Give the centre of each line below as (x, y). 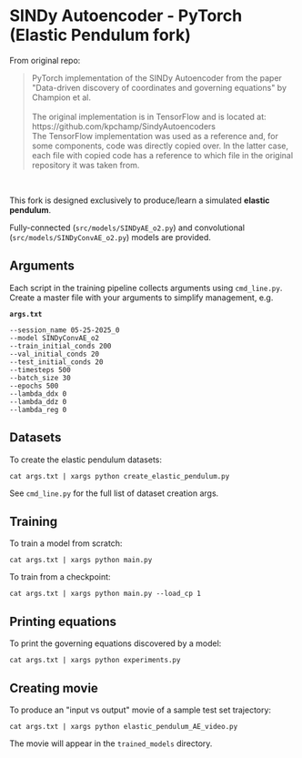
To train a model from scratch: (66, 543)
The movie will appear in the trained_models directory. (111, 743)
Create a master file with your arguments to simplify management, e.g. (141, 298)
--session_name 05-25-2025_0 (65, 330)
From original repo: (45, 60)
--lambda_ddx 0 (38, 394)
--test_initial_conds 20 (56, 362)
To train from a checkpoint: (60, 577)
